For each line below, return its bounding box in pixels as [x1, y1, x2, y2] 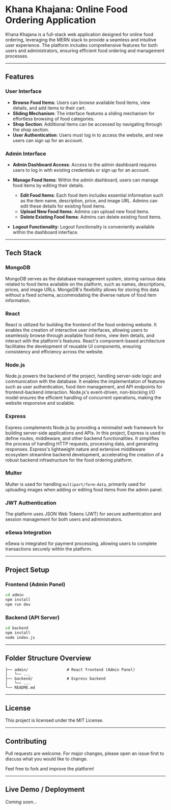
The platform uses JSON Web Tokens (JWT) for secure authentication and [5, 511, 161, 517]
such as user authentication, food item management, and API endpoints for [5, 384, 163, 390]
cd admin [5, 592, 24, 597]
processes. [5, 53, 29, 59]
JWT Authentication [5, 499, 57, 506]
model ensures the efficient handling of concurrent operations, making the [5, 395, 161, 401]
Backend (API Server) [5, 614, 60, 621]
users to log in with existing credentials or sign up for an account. [12, 167, 150, 173]
